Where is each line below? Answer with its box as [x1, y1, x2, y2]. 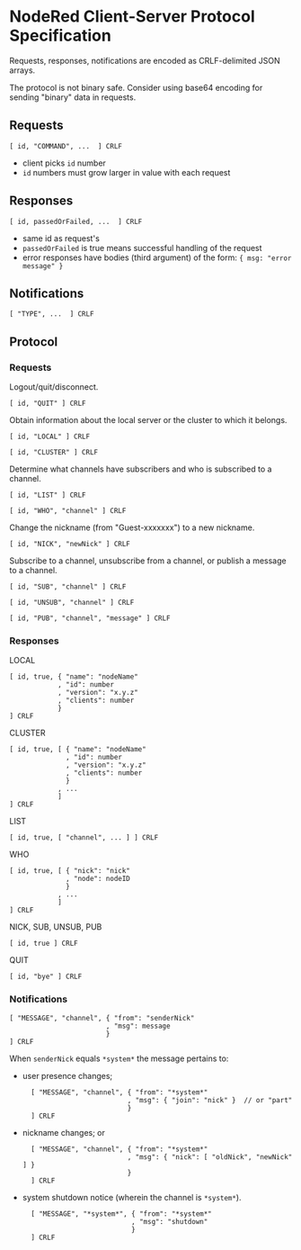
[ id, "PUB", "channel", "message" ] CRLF [9, 614, 171, 623]
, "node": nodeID [66, 875, 130, 884]
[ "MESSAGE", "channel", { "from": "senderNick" [9, 1013, 195, 1022]
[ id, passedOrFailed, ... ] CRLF [9, 217, 143, 226]
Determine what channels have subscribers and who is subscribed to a [9, 463, 272, 474]
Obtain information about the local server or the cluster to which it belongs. [9, 415, 288, 426]
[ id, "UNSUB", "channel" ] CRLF [9, 598, 135, 607]
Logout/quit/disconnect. [9, 382, 99, 392]
